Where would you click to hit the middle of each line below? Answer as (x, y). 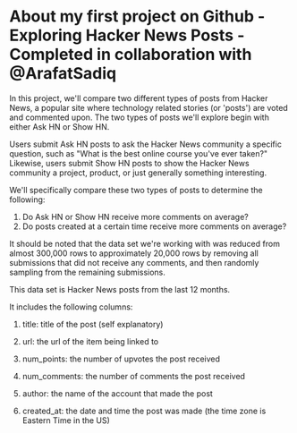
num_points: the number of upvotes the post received (121, 359)
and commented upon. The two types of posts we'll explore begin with (140, 117)
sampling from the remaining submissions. (87, 272)
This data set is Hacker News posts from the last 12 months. (120, 289)
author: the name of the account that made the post (117, 393)
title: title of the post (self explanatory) (93, 324)
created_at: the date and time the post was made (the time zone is (144, 411)
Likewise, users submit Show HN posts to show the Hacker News (129, 163)
